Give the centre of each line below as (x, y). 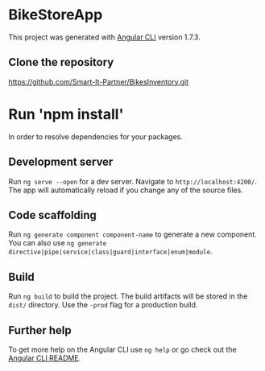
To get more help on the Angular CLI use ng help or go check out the (122, 349)
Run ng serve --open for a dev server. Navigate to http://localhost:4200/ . (133, 181)
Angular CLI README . (45, 358)
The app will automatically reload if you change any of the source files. (126, 190)
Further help (40, 330)
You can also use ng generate (58, 243)
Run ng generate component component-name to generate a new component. (133, 234)
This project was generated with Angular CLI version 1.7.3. (105, 37)
